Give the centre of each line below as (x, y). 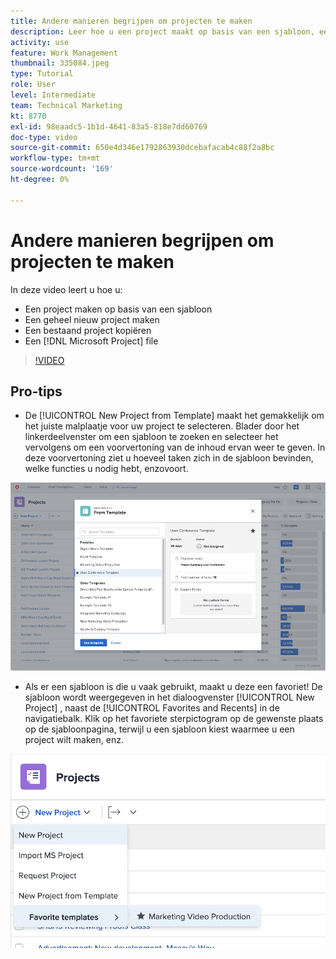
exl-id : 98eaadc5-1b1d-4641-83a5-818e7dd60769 (109, 126)
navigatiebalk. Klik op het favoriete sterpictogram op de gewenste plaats (174, 719)
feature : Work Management (64, 53)
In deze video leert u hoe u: (66, 289)
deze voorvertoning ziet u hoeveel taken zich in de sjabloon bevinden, (169, 458)
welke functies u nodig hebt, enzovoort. (106, 469)
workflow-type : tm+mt (55, 158)
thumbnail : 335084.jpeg (60, 63)
